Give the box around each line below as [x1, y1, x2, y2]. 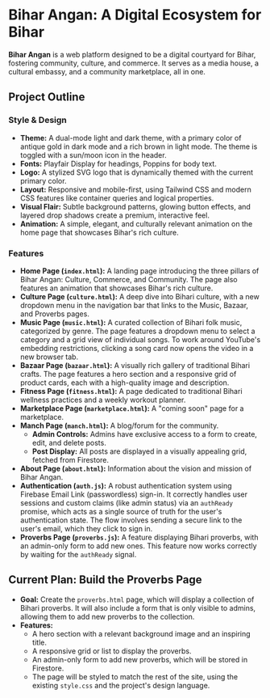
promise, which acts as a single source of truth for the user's [19, 506, 222, 516]
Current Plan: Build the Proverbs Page [8, 573, 203, 587]
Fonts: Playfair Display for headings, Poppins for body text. [19, 159, 218, 168]
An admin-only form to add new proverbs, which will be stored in [31, 654, 248, 664]
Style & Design [8, 115, 67, 126]
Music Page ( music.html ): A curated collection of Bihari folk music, [19, 317, 243, 327]
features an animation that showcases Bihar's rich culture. [19, 283, 214, 293]
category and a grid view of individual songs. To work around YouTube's [19, 334, 261, 345]
